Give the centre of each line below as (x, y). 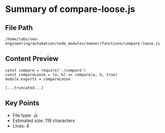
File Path (19, 28)
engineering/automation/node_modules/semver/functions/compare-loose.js (83, 43)
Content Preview (32, 59)
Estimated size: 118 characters (44, 120)
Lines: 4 (21, 125)
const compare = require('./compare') (46, 70)
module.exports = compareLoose (38, 79)
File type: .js (25, 115)
